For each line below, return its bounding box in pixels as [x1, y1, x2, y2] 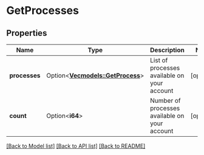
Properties [6, 28, 47, 38]
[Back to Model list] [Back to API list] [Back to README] [6, 142, 146, 150]
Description [149, 46, 185, 54]
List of [149, 56, 168, 64]
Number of [149, 97, 181, 105]
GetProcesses [6, 4, 79, 18]
